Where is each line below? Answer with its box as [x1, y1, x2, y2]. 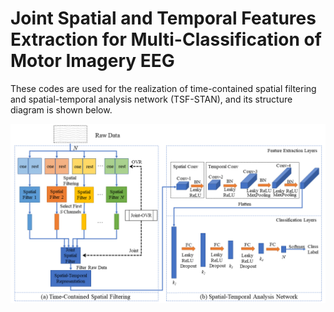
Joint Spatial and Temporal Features [10, 7, 317, 30]
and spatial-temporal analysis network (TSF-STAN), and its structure [10, 93, 293, 105]
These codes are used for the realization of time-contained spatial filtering [10, 82, 317, 94]
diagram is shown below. [10, 103, 113, 116]
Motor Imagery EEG [10, 50, 175, 72]
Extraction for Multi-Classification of [10, 28, 322, 51]
